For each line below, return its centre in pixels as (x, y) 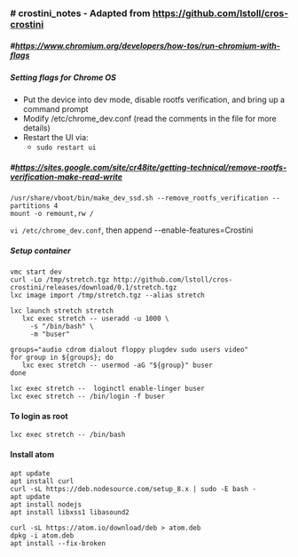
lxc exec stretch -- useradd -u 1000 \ (95, 319)
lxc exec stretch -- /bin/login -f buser (88, 397)
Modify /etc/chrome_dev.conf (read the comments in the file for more (150, 119)
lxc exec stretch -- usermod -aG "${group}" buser (118, 366)
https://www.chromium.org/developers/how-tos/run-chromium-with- (148, 45)
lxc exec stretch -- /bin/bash (68, 435)
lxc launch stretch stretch (62, 311)
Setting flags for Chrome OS (63, 77)
